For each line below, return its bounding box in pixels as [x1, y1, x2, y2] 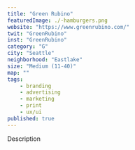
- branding [20, 82, 52, 89]
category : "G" [7, 43, 49, 50]
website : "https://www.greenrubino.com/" [7, 23, 130, 30]
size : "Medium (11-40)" [7, 63, 77, 70]
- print [20, 102, 42, 109]
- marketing [20, 96, 55, 103]
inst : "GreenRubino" [7, 37, 68, 44]
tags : [7, 75, 23, 83]
